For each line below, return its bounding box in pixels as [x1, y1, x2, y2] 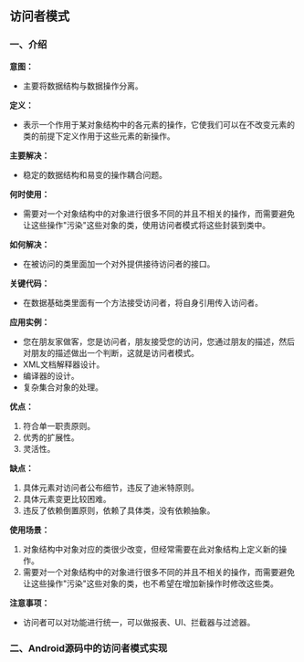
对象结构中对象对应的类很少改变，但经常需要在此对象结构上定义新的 [22, 543, 279, 554]
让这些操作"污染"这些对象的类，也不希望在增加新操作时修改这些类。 [22, 578, 278, 589]
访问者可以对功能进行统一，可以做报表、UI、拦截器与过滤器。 [22, 616, 256, 627]
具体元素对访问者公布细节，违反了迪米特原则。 [22, 482, 199, 493]
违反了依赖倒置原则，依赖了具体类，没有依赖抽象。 [22, 505, 215, 516]
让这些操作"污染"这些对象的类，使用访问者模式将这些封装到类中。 [22, 219, 271, 230]
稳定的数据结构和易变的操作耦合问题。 [22, 169, 167, 180]
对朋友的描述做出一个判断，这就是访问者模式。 [22, 347, 199, 358]
